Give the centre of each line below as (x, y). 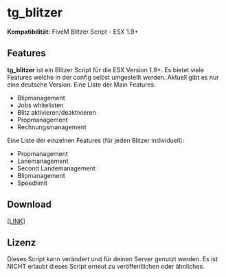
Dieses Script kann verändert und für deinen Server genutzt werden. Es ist (113, 259)
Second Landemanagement (56, 168)
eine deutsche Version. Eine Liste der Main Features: (81, 85)
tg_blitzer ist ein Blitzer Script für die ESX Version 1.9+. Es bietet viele (106, 69)
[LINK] (16, 221)
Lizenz (22, 242)
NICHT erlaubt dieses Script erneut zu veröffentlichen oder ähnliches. (106, 267)
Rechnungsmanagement (52, 127)
